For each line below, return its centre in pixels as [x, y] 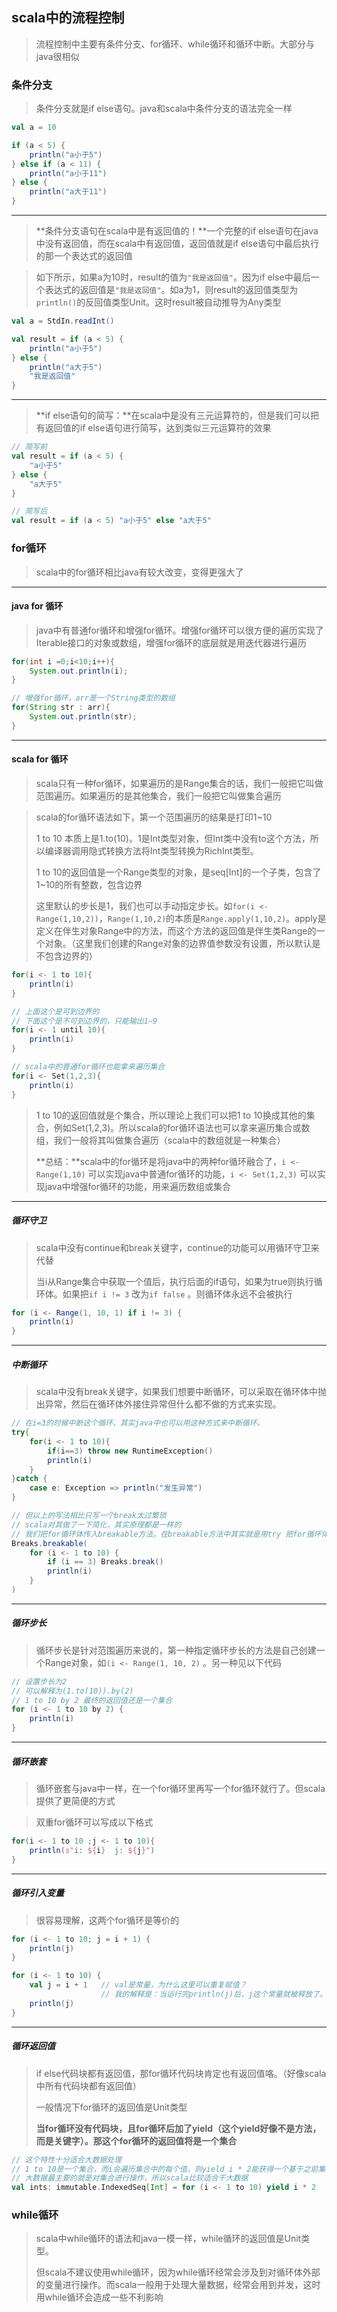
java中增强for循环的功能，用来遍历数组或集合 [137, 1186]
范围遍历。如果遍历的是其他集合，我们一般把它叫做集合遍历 [158, 796]
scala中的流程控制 [68, 18]
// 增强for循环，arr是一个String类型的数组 [93, 698]
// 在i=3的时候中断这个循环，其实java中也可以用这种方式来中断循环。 [138, 1423]
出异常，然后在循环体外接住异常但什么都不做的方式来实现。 [158, 1404]
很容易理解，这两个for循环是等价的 [107, 1920]
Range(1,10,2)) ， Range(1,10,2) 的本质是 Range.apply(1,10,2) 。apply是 [181, 919]
